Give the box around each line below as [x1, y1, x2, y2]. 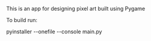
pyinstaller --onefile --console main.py [6, 28, 102, 35]
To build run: [6, 17, 38, 23]
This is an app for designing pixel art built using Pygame [6, 5, 146, 12]
